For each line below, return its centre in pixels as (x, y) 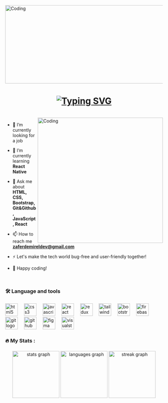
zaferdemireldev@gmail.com (43, 246)
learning (21, 161)
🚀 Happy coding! (30, 268)
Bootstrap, (23, 203)
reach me (22, 241)
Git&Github (24, 208)
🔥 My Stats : (20, 340)
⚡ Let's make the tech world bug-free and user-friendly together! (79, 256)
